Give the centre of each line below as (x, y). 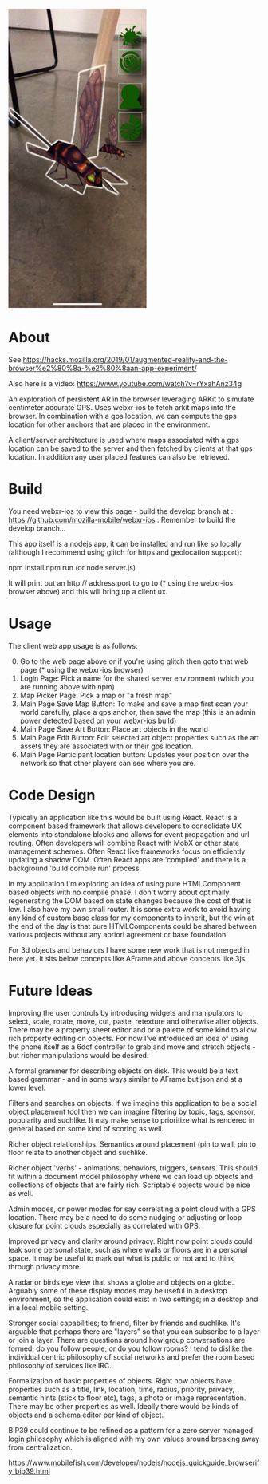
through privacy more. (45, 1266)
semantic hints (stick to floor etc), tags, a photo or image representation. (127, 1398)
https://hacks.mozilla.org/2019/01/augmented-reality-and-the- (125, 359)
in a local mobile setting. (48, 1307)
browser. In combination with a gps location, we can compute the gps (122, 416)
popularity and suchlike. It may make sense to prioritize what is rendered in (132, 1120)
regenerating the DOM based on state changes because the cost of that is (130, 900)
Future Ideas (51, 991)
